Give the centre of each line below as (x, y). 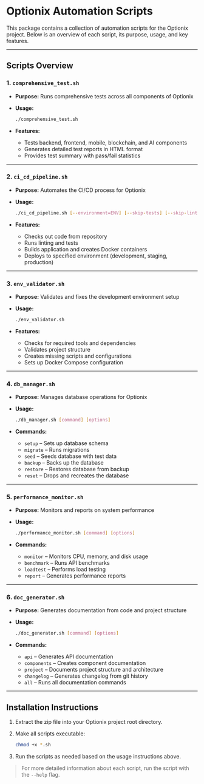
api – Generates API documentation (69, 656)
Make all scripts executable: (50, 734)
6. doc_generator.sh (36, 598)
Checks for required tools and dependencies (80, 343)
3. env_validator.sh (36, 284)
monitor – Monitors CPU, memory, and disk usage (86, 556)
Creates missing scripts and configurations (78, 356)
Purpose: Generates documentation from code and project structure (101, 610)
